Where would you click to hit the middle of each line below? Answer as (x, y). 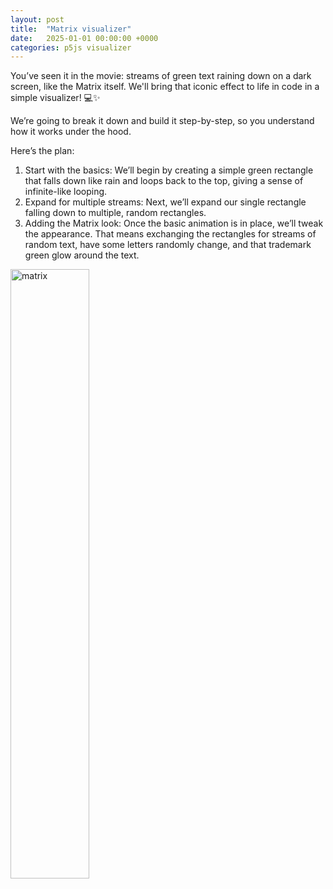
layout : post (37, 19)
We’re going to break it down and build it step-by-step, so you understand (162, 121)
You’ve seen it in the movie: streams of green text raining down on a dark (161, 76)
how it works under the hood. (71, 132)
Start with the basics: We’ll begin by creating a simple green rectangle (169, 170)
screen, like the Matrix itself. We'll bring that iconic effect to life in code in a (165, 87)
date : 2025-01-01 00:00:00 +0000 (84, 38)
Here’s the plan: (42, 151)
